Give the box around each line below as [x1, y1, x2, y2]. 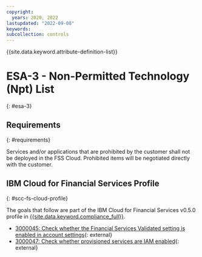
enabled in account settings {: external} [15, 231, 113, 238]
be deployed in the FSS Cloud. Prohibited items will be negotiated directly [6, 154, 190, 162]
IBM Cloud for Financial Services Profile [6, 179, 160, 189]
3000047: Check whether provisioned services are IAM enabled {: [15, 238, 180, 245]
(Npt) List [6, 83, 55, 96]
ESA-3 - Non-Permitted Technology [6, 69, 190, 83]
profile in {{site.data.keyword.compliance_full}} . [6, 213, 126, 220]
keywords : [6, 26, 32, 32]
